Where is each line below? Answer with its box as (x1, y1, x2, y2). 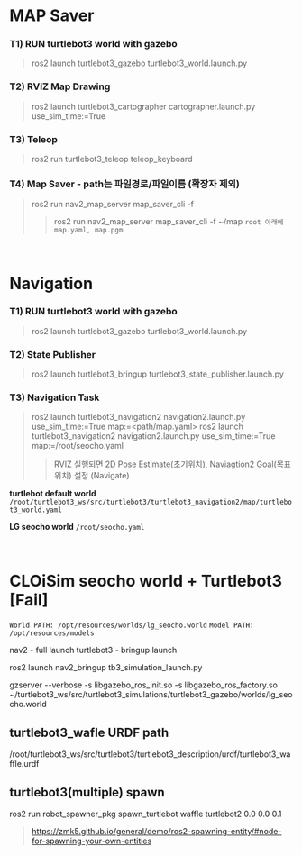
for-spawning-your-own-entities (31, 835, 152, 847)
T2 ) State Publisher (9, 348, 96, 360)
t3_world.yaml (9, 505, 63, 514)
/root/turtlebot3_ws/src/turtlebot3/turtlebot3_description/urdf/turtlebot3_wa (9, 749, 291, 759)
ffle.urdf (9, 759, 40, 769)
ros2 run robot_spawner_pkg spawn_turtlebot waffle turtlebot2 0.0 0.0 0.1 (9, 808, 282, 820)
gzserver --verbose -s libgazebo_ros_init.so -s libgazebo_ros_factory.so (9, 679, 278, 690)
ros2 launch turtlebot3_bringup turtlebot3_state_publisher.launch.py (31, 368, 284, 379)
